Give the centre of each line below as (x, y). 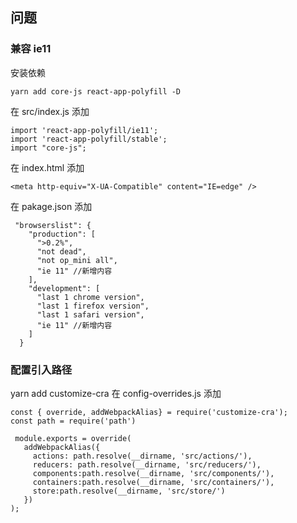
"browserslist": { (53, 225)
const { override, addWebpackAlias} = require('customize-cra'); (149, 412)
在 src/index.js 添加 (50, 111)
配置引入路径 (41, 370)
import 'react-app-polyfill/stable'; (89, 139)
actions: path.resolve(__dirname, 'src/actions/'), (142, 456)
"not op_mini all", (77, 260)
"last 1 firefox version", (93, 306)
